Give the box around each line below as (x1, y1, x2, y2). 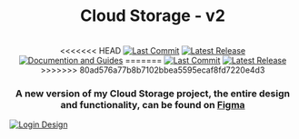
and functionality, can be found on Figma (60, 98, 245, 111)
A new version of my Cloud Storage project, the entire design (15, 87, 291, 100)
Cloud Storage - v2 (80, 5, 225, 26)
